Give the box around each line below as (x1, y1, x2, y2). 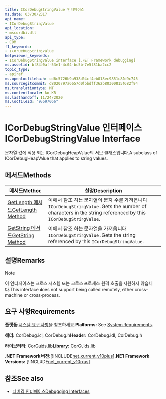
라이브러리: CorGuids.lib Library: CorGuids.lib (5, 343, 96, 349)
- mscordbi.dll (5, 30, 37, 35)
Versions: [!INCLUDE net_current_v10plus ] (5, 358, 90, 364)
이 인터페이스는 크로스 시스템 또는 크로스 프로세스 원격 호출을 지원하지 (5, 280, 140, 286)
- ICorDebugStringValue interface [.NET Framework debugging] (5, 58, 136, 63)
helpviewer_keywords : (5, 53, 50, 58)
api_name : (5, 16, 26, 21)
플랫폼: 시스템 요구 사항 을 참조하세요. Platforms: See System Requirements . (5, 321, 153, 327)
